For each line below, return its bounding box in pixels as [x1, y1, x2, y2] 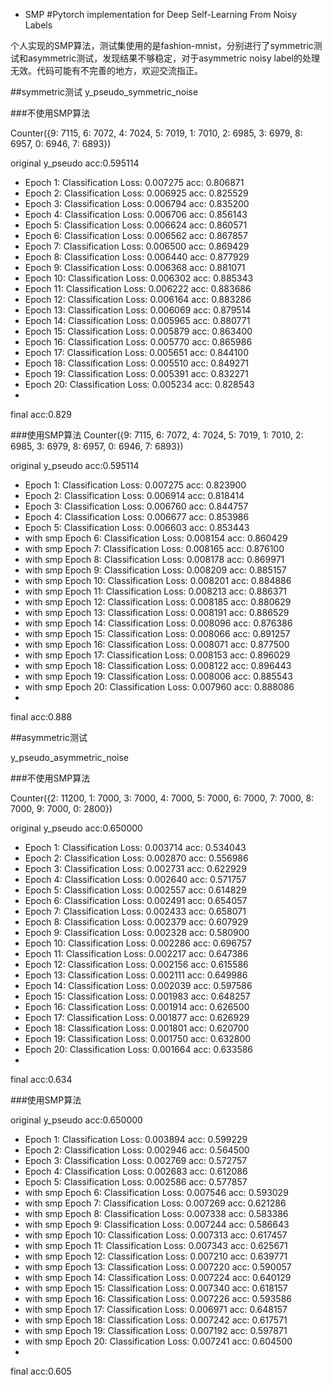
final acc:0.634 [10, 1074, 73, 1085]
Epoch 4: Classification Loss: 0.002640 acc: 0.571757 [24, 874, 247, 885]
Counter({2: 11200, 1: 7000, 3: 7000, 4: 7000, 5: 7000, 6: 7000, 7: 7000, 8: [10, 792, 315, 804]
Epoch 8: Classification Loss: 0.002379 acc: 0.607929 [24, 916, 249, 928]
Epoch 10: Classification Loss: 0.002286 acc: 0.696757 [24, 937, 252, 949]
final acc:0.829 [10, 409, 72, 420]
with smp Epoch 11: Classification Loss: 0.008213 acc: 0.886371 [24, 585, 287, 597]
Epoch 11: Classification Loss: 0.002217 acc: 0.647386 [24, 948, 249, 959]
